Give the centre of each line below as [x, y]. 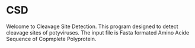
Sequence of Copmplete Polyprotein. [51, 39]
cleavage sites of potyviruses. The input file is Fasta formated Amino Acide [98, 32]
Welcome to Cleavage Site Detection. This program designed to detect [92, 26]
